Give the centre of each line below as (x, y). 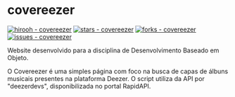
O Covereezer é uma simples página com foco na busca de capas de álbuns (118, 71)
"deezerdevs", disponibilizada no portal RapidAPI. (79, 86)
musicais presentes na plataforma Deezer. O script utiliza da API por (106, 78)
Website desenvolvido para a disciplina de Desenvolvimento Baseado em (113, 50)
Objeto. (18, 57)
